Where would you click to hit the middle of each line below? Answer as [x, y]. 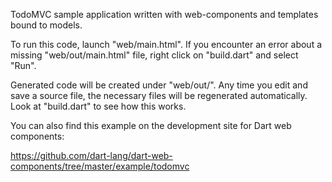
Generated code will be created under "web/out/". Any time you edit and [159, 85]
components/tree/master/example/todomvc [100, 166]
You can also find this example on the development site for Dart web [151, 125]
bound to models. [46, 25]
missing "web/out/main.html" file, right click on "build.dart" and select [154, 55]
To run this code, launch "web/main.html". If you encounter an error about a [166, 44]
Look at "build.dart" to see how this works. [98, 106]
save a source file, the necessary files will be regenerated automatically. [159, 95]
